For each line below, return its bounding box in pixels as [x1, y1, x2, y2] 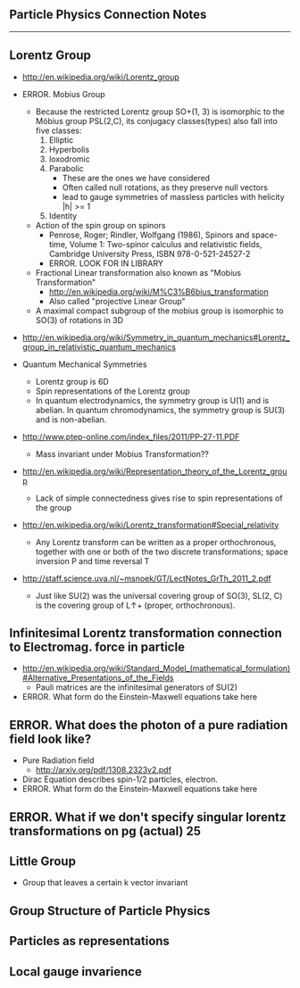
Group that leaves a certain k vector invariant [21, 877, 188, 888]
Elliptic [48, 134, 74, 145]
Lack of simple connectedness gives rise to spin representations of [35, 493, 283, 503]
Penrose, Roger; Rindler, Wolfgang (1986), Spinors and [48, 229, 250, 240]
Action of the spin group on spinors [35, 220, 166, 230]
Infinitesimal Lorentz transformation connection [9, 626, 283, 641]
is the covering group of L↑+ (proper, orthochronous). [35, 600, 236, 610]
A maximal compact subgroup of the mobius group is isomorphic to [35, 305, 284, 316]
